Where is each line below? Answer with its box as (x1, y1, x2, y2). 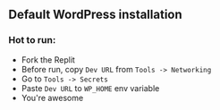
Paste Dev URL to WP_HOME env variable (21, 82, 160, 93)
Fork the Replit (21, 54, 75, 65)
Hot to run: (8, 34, 56, 47)
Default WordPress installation (8, 7, 182, 22)
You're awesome (21, 92, 84, 103)
